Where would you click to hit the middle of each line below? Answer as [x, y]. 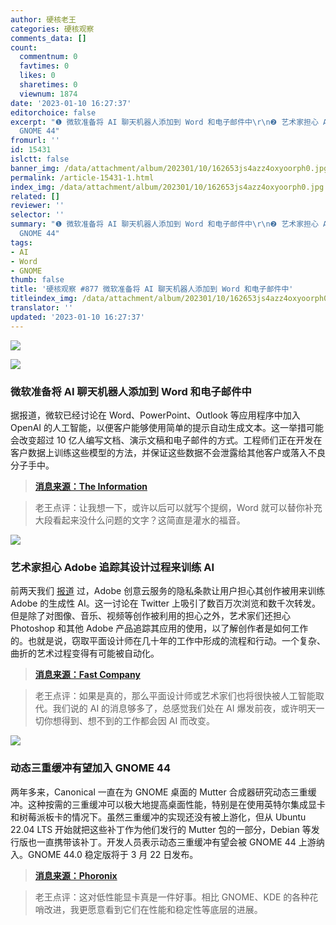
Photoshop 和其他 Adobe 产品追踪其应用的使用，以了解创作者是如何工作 [159, 628]
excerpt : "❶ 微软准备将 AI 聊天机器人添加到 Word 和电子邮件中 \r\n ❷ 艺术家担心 [164, 122]
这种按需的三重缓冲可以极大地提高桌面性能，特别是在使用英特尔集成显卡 [176, 804]
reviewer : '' [37, 206]
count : [24, 47]
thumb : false [37, 280]
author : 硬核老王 [43, 19]
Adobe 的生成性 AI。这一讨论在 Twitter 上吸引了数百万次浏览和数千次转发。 [165, 603]
